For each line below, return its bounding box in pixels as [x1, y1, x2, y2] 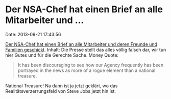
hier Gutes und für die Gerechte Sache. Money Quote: [5, 52, 119, 58]
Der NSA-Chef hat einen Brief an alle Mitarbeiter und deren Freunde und [5, 41, 157, 47]
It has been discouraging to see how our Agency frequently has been [17, 62, 164, 68]
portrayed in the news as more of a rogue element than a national [17, 67, 156, 73]
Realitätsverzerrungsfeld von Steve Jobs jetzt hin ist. [5, 88, 116, 94]
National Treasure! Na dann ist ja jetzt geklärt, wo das [5, 83, 118, 89]
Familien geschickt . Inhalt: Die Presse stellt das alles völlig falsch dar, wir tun [5, 46, 166, 53]
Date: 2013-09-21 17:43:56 [5, 31, 61, 37]
